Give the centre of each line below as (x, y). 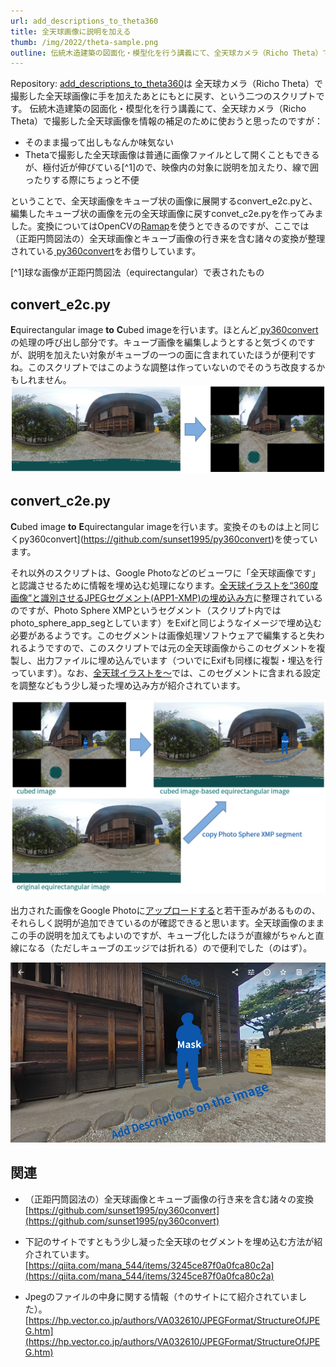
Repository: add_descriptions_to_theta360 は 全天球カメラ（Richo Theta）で (167, 84)
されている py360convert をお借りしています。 (106, 251)
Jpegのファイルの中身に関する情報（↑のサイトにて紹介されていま (161, 1296)
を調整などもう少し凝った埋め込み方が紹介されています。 (128, 685)
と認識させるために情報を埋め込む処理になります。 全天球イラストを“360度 (164, 585)
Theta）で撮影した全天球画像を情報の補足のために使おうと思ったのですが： (166, 121)
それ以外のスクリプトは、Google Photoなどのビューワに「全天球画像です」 (165, 572)
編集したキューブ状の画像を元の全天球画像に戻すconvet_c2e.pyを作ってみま (167, 214)
